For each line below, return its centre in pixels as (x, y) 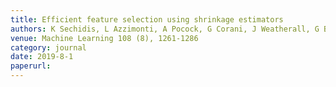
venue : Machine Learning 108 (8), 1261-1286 (104, 38)
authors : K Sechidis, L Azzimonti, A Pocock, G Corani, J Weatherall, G (165, 29)
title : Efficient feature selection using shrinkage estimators (147, 19)
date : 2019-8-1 (42, 57)
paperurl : (31, 66)
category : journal (48, 47)
